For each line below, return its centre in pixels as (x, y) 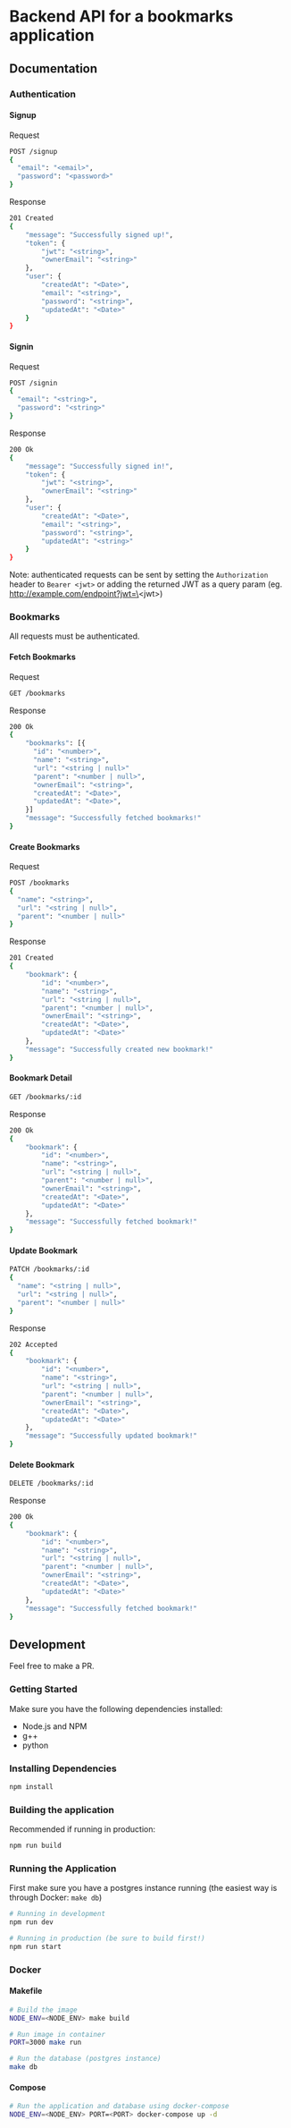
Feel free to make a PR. (52, 1666)
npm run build (36, 1846)
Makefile (26, 1991)
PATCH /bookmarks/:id (50, 1269)
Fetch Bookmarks (42, 657)
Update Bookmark (44, 1251)
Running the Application (63, 1869)
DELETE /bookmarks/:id (51, 1484)
